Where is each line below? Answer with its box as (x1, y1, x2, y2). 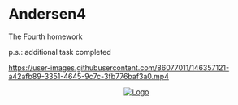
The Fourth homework (8, 31, 83, 41)
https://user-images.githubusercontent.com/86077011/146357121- (8, 62, 230, 73)
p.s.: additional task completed (8, 47, 111, 57)
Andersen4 (8, 5, 87, 23)
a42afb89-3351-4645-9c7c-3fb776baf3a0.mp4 (8, 71, 169, 81)
